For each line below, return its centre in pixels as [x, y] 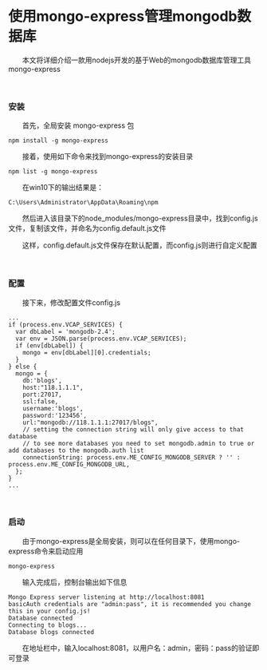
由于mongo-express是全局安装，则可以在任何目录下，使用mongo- [132, 541]
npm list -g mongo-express [53, 172]
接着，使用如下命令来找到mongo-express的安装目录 [108, 157]
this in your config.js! [49, 611]
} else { [23, 367]
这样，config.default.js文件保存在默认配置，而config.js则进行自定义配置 [140, 245]
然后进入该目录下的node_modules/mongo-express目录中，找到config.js [140, 218]
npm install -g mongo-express [59, 141]
